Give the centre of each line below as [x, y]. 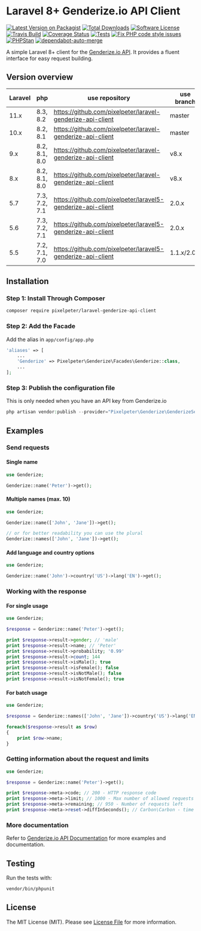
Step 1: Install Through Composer [56, 299]
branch [185, 101]
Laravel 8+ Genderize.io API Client [93, 11]
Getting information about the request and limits [78, 759]
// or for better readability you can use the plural [75, 534]
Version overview [40, 77]
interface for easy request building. [50, 58]
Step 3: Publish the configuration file [61, 388]
